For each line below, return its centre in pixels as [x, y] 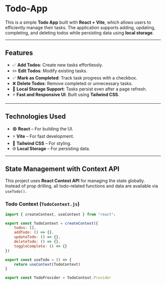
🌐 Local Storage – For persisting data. [51, 148]
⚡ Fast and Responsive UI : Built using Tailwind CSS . [66, 94]
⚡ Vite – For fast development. [43, 136]
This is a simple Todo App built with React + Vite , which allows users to [78, 22]
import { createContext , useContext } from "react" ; [61, 214]
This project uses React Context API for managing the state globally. [75, 181]
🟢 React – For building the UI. [43, 128]
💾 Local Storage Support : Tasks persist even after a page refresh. [80, 89]
